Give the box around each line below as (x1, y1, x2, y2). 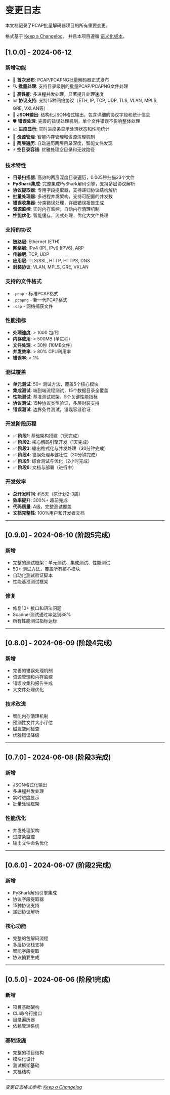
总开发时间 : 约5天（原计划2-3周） (12, 491, 83, 497)
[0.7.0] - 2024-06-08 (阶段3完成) (5, 753, 111, 762)
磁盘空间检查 (12, 725, 39, 732)
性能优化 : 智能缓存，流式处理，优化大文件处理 (12, 212, 109, 218)
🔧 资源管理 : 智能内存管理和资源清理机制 (12, 134, 95, 140)
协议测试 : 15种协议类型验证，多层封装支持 (12, 400, 100, 406)
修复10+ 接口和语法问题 (12, 605, 62, 611)
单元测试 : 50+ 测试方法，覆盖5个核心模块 (12, 381, 99, 387)
